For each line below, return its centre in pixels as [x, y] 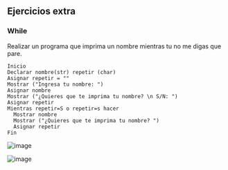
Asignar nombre [29, 90]
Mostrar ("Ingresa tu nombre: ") [55, 84]
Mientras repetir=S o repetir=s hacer [63, 108]
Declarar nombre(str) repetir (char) [62, 72]
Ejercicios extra [42, 11]
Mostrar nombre [35, 114]
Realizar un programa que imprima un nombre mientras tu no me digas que [114, 46]
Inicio [17, 66]
